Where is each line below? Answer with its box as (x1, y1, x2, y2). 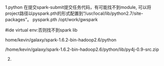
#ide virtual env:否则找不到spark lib (5, 27, 78, 33)
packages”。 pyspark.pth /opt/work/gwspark (5, 17, 98, 22)
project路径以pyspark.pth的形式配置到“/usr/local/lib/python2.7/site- (5, 10, 143, 16)
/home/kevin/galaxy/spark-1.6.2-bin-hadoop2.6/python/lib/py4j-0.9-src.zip (5, 46, 159, 52)
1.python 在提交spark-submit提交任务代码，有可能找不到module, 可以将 (5, 4, 152, 10)
